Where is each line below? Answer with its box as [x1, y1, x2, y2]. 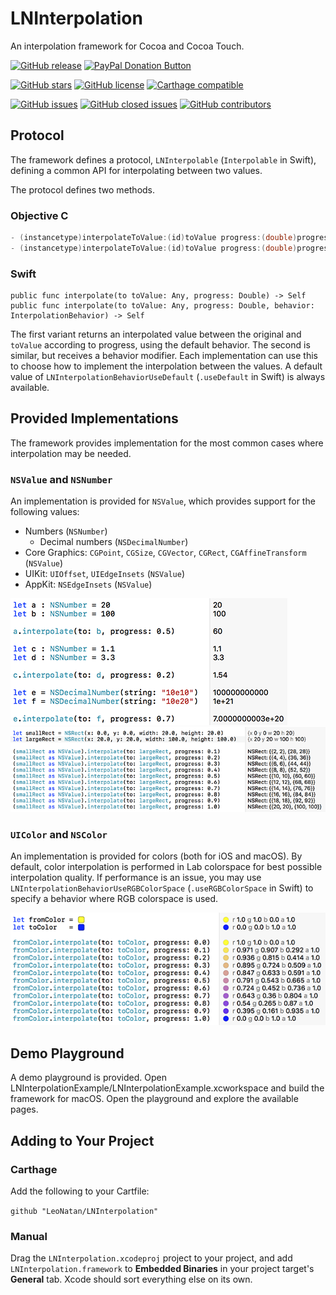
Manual [10, 1229, 48, 1243]
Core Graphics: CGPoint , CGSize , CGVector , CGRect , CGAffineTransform [24, 547, 307, 559]
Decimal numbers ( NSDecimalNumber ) [39, 536, 189, 548]
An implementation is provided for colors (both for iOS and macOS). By [10, 850, 303, 862]
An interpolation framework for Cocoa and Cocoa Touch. [10, 40, 245, 52]
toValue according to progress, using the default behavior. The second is [10, 339, 311, 351]
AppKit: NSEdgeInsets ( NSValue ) [24, 578, 153, 591]
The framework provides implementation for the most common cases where [10, 437, 324, 449]
